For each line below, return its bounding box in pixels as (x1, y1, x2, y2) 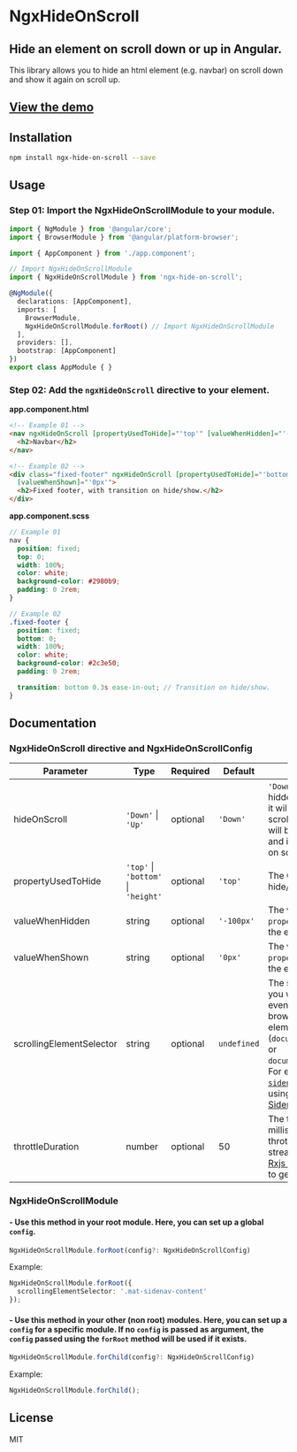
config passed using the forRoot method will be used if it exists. (9, 1333, 247, 1344)
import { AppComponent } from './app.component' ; (9, 249, 196, 257)
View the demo (9, 100, 95, 115)
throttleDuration (13, 1141, 80, 1153)
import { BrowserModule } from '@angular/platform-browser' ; (9, 233, 240, 242)
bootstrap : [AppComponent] (17, 347, 117, 356)
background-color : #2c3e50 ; (17, 659, 121, 668)
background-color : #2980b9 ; (17, 577, 121, 586)
